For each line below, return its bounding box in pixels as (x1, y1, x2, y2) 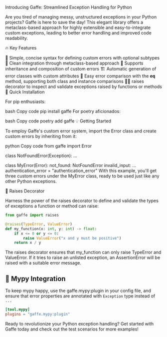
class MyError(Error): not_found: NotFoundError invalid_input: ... (5, 162, 136, 168)
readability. (5, 35, 28, 41)
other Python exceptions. (5, 178, 57, 184)
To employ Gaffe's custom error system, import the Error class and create (5, 128, 157, 134)
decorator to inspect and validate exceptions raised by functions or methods (5, 83, 162, 89)
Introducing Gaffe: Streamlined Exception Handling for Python (5, 4, 132, 10)
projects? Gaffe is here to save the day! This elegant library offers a (5, 19, 144, 25)
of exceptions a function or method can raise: (5, 203, 99, 209)
